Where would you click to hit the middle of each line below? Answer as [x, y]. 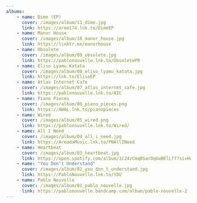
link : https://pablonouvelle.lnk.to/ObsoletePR [81, 60]
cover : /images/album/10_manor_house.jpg [73, 39]
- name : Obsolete [38, 50]
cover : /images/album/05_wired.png [65, 121]
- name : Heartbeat [39, 147]
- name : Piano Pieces [43, 98]
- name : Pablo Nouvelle [46, 180]
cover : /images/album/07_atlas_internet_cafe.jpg [83, 88]
